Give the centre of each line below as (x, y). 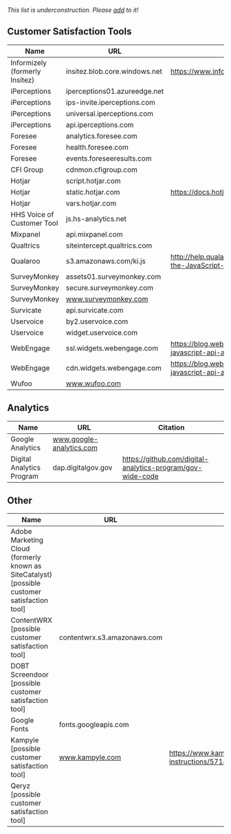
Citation (171, 427)
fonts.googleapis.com (94, 725)
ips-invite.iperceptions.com (111, 102)
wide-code (141, 476)
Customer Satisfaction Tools (69, 31)
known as (26, 566)
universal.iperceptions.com (109, 113)
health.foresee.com (97, 147)
